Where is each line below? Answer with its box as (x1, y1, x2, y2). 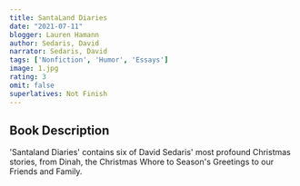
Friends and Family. (9, 166, 83, 177)
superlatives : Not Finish (9, 89, 107, 98)
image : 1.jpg (9, 64, 59, 73)
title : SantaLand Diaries (9, 13, 107, 23)
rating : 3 (9, 73, 47, 82)
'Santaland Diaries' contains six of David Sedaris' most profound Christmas (9, 147, 291, 158)
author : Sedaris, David (9, 38, 100, 48)
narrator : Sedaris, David (9, 47, 107, 56)
